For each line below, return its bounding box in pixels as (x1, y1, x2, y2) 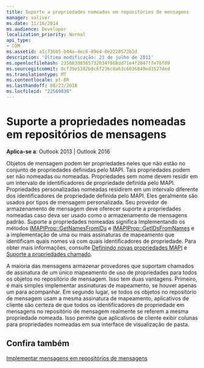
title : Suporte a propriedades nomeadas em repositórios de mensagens (6, 9, 189, 15)
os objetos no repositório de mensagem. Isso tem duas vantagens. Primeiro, (6, 275, 198, 283)
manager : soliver (6, 15, 51, 21)
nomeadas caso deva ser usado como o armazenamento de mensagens (6, 211, 188, 218)
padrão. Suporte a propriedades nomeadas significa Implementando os (6, 218, 186, 225)
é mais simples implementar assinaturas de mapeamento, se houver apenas (6, 281, 197, 289)
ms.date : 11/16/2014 (6, 20, 59, 26)
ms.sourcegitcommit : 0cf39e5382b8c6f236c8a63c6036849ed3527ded (6, 65, 171, 72)
